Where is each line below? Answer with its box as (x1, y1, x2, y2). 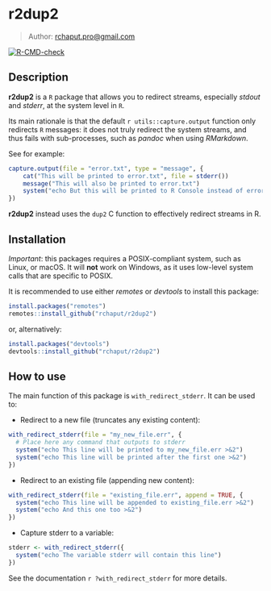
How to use (8, 369, 66, 383)
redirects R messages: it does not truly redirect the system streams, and (8, 124, 248, 134)
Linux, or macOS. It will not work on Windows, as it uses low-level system (8, 262, 254, 272)
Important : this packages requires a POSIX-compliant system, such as (8, 253, 242, 263)
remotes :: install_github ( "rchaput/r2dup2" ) (8, 310, 157, 318)
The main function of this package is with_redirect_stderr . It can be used (8, 391, 256, 401)
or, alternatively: (8, 324, 62, 334)
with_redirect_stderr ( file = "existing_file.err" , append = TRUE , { (8, 491, 244, 499)
